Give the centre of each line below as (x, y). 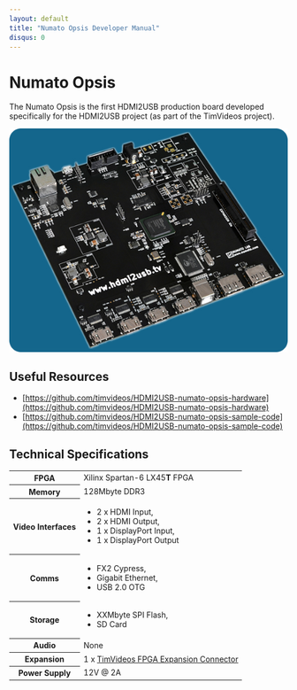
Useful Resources (59, 376)
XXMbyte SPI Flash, (133, 615)
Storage (45, 620)
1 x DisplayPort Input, (136, 531)
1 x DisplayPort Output (138, 540)
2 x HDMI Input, (125, 512)
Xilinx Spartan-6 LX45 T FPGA (139, 477)
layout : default (39, 19)
